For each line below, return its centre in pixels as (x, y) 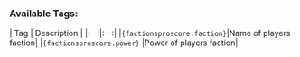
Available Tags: (44, 14)
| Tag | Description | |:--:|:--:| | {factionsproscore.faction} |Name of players (150, 33)
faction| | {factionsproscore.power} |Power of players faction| (124, 43)
